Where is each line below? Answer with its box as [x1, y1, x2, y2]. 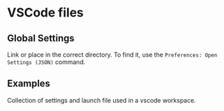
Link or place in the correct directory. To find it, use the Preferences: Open [7, 50, 218, 59]
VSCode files [7, 5, 84, 21]
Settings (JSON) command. [7, 58, 85, 66]
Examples [7, 78, 50, 90]
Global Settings [7, 32, 74, 44]
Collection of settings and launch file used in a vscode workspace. [7, 96, 196, 104]
